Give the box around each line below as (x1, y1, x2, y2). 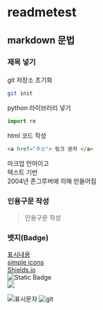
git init (7, 90, 33, 97)
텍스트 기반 (7, 167, 38, 177)
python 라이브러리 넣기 (7, 103, 71, 112)
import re (7, 117, 37, 124)
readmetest (7, 4, 77, 20)
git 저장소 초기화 (7, 76, 53, 85)
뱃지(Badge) (7, 232, 49, 242)
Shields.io (7, 266, 36, 274)
